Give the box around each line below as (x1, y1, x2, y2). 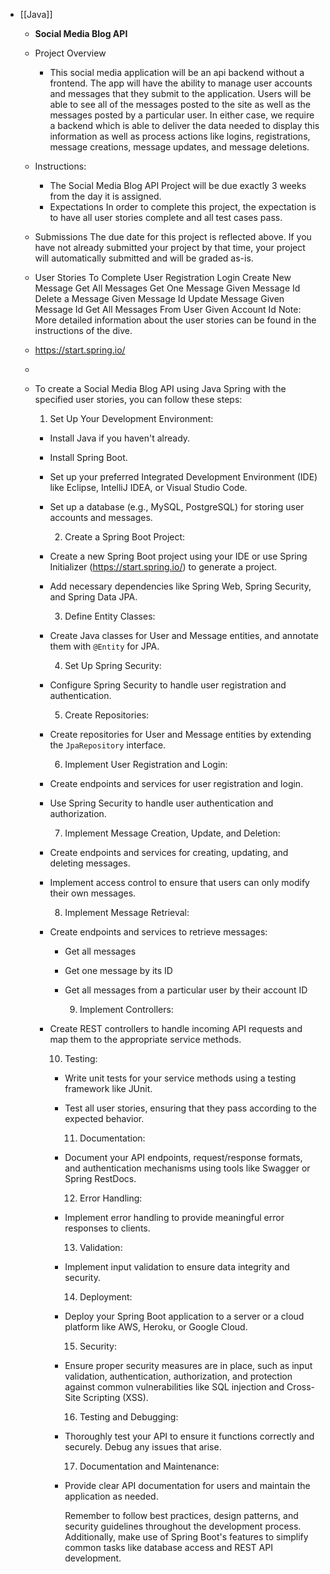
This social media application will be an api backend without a (49, 67, 305, 78)
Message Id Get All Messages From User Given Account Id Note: (34, 304, 302, 315)
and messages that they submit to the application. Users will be (49, 88, 312, 99)
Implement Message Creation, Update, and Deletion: (64, 827, 281, 839)
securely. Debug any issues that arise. (64, 1441, 222, 1453)
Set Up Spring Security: (64, 660, 162, 671)
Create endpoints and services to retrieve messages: (49, 926, 268, 938)
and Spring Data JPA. (49, 591, 138, 603)
